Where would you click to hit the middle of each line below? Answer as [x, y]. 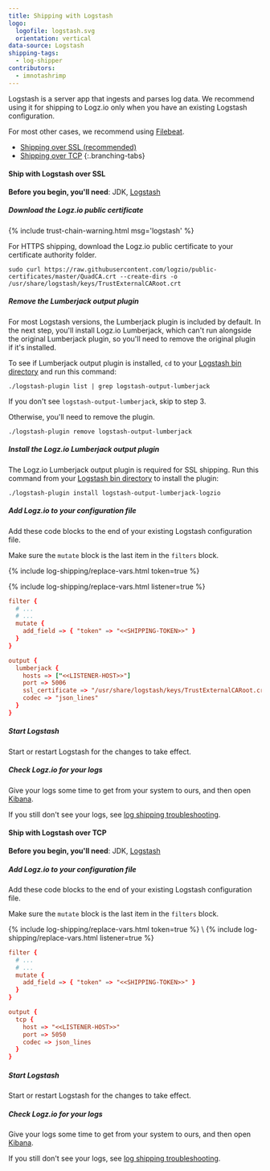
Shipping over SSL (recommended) [78, 147]
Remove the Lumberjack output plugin [74, 301]
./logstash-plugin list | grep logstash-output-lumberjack [109, 386]
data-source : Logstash [46, 46]
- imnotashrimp [41, 76]
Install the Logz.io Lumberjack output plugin [84, 449]
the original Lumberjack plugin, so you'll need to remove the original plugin [132, 338]
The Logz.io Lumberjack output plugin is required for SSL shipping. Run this [134, 470]
